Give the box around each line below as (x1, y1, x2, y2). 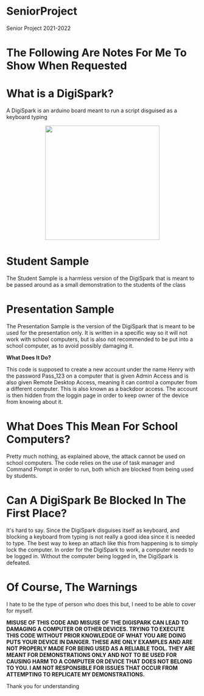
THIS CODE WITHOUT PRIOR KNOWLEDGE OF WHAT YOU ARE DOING (6, 631, 186, 639)
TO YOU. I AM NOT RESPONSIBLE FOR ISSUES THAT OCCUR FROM (6, 664, 178, 672)
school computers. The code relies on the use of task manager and (6, 459, 175, 466)
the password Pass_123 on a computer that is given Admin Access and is (6, 372, 189, 379)
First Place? (6, 506, 67, 520)
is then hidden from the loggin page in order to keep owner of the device (6, 392, 189, 399)
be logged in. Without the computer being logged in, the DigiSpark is (6, 552, 178, 559)
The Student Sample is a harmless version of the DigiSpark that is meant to (6, 274, 195, 282)
